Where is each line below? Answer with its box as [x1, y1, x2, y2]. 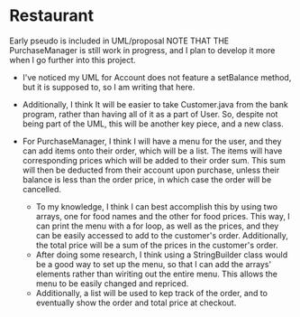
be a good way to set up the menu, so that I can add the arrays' [35, 258, 272, 269]
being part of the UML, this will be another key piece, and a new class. [22, 118, 284, 129]
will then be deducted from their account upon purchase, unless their [22, 164, 280, 175]
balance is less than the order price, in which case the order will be [22, 173, 272, 185]
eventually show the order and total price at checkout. [35, 297, 237, 308]
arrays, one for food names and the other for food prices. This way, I [35, 210, 290, 221]
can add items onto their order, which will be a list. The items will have [22, 145, 283, 156]
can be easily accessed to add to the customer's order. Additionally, [35, 229, 288, 240]
